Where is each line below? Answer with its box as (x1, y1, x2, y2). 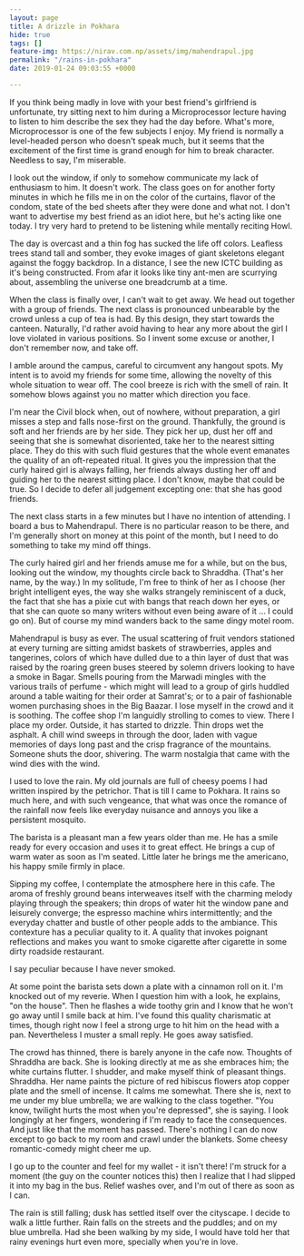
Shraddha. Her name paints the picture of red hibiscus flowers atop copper (9, 1075, 290, 1086)
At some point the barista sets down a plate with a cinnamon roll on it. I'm (9, 981, 284, 992)
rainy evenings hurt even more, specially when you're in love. (9, 1236, 239, 1247)
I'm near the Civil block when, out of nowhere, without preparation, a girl (9, 406, 280, 417)
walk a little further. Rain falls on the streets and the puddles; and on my (9, 1217, 278, 1228)
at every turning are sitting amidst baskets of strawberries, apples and (9, 642, 272, 653)
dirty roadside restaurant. (9, 946, 104, 957)
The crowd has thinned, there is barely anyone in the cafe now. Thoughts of (9, 1046, 292, 1057)
